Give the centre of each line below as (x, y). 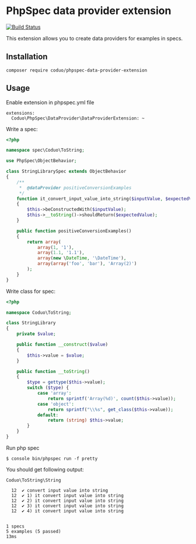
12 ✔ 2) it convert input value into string (68, 501)
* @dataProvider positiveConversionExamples (75, 188)
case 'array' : (54, 394)
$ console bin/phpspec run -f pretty (52, 459)
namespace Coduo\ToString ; (39, 312)
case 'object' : (56, 404)
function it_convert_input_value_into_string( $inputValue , (90, 199)
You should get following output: (45, 469)
